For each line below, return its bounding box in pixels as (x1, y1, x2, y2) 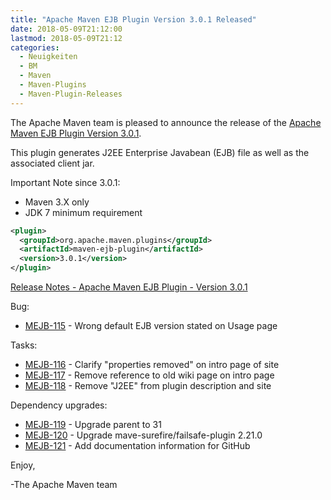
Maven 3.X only (24, 196, 90, 208)
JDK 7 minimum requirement (24, 206, 143, 218)
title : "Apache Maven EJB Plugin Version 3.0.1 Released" (10, 14, 257, 25)
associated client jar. (10, 157, 95, 169)
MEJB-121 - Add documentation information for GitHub (24, 440, 251, 451)
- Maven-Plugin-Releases (19, 89, 123, 99)
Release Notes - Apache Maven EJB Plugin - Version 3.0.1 (10, 281, 248, 293)
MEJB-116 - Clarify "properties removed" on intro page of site (24, 359, 280, 370)
